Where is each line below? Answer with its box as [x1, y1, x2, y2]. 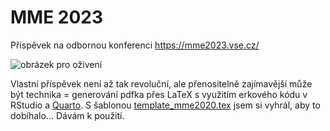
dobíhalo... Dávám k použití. [10, 109, 125, 121]
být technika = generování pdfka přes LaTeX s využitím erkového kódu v [10, 88, 308, 100]
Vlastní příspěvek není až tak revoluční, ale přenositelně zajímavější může [10, 77, 313, 90]
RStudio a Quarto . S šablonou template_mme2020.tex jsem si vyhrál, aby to [10, 99, 321, 111]
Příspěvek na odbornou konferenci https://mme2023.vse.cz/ [10, 39, 260, 51]
